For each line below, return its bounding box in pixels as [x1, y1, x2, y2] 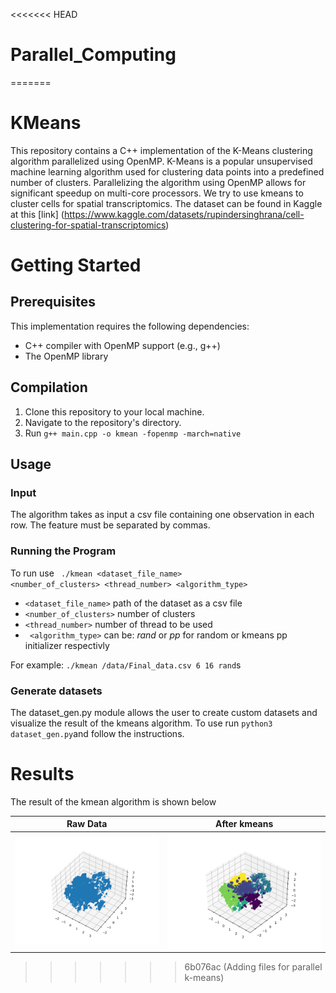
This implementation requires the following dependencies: [10, 320, 250, 332]
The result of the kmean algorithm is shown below [10, 795, 217, 808]
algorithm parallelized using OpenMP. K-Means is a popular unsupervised [10, 155, 313, 167]
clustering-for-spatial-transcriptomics [10, 219, 167, 231]
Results [10, 763, 75, 786]
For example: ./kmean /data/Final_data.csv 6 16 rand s [10, 659, 242, 671]
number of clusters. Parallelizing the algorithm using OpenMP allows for [10, 176, 307, 188]
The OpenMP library [24, 350, 109, 362]
